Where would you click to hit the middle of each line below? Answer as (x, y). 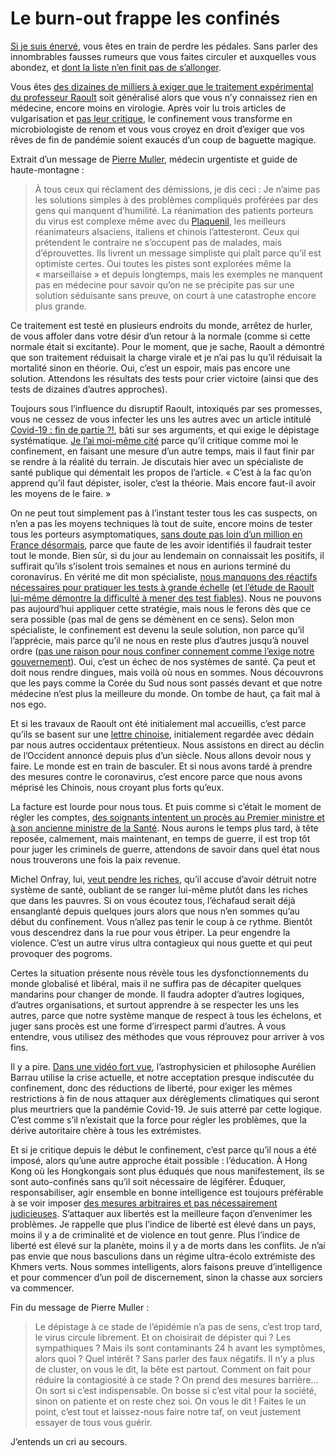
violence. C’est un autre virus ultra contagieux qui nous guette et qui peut (161, 943)
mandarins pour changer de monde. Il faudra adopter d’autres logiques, (157, 994)
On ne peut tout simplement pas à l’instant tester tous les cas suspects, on (164, 513)
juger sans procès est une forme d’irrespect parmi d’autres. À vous (148, 1026)
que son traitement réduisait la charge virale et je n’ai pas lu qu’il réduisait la (166, 357)
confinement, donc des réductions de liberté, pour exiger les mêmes (151, 1088)
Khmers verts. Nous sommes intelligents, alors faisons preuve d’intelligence (166, 1266)
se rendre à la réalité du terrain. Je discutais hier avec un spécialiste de (157, 461)
